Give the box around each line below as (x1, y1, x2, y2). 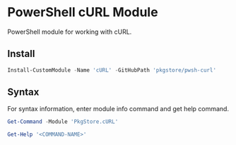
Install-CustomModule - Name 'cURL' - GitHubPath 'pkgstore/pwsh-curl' (7, 66, 217, 74)
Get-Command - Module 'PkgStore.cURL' (7, 118, 119, 125)
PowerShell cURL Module (7, 4, 158, 20)
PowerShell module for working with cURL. (7, 27, 132, 36)
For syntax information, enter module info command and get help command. (7, 105, 230, 113)
